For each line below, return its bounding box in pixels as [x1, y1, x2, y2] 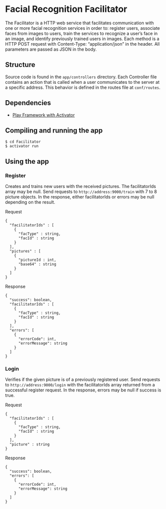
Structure [5, 61, 36, 69]
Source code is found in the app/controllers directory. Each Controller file [5, 73, 157, 80]
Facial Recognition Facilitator [5, 3, 127, 15]
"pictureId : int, [18, 257, 56, 262]
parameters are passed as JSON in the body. [5, 46, 97, 52]
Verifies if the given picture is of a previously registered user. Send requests [5, 377, 160, 382]
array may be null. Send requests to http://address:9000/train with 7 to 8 [5, 189, 157, 194]
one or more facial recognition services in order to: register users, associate [5, 25, 160, 31]
